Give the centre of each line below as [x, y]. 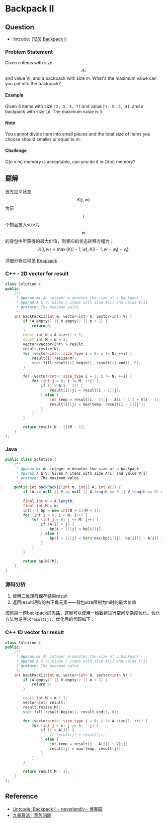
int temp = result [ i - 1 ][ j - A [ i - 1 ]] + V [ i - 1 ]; [105, 400]
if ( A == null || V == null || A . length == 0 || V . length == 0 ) [91, 492]
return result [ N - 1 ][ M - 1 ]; [54, 427]
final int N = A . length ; [49, 501]
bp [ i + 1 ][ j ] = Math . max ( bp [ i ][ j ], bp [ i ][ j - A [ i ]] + [106, 538]
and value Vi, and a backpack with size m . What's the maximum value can [81, 78]
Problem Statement [29, 52]
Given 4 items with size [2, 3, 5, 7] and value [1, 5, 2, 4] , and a [74, 106]
